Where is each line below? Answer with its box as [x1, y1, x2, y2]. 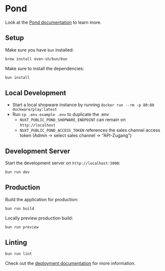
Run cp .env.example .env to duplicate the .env [12, 111, 110, 117]
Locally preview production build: [5, 215, 73, 221]
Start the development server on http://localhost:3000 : [5, 160, 120, 166]
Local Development [5, 89, 66, 97]
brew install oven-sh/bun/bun [5, 56, 68, 61]
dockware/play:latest [12, 107, 57, 112]
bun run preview [5, 224, 39, 229]
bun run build [5, 206, 35, 211]
